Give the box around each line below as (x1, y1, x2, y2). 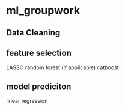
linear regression (6, 97, 48, 105)
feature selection (6, 47, 72, 58)
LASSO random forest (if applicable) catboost (6, 64, 119, 71)
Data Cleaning (6, 28, 61, 38)
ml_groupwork (6, 4, 80, 17)
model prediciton (6, 81, 72, 91)
